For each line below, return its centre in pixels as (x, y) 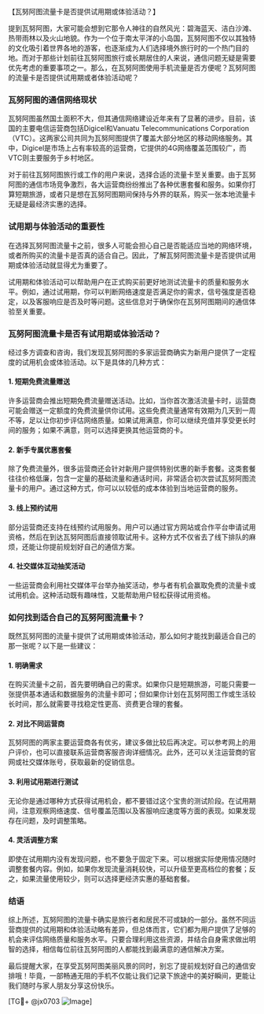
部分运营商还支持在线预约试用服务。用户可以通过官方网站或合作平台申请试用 (132, 527)
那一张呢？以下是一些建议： (53, 646)
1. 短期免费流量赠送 (39, 381)
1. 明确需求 (26, 665)
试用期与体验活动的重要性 (57, 227)
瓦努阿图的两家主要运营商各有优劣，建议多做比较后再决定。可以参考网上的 (128, 742)
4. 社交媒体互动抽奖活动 (47, 566)
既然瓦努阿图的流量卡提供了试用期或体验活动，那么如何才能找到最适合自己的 (132, 636)
